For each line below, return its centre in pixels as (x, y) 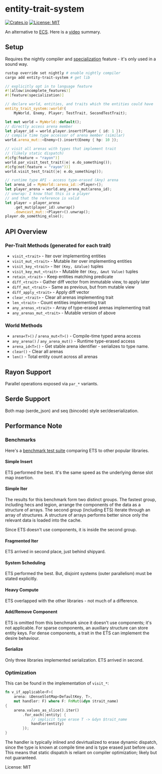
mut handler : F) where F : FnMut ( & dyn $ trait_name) (66, 702)
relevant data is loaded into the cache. (43, 520)
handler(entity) (47, 724)
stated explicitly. (21, 579)
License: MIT (18, 767)
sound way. (17, 64)
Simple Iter (16, 489)
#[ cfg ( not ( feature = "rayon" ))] (38, 167)
